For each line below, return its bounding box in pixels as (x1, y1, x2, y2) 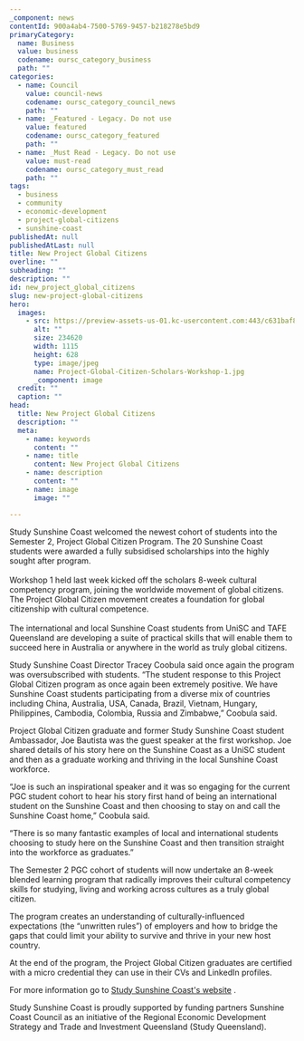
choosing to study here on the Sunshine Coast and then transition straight (9, 837, 285, 848)
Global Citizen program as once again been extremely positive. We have (9, 679, 279, 689)
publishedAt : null (9, 232, 79, 241)
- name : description (25, 468, 103, 477)
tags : (9, 182, 30, 191)
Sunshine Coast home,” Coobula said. (9, 810, 151, 821)
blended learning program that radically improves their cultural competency (9, 873, 291, 884)
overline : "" (9, 257, 59, 267)
